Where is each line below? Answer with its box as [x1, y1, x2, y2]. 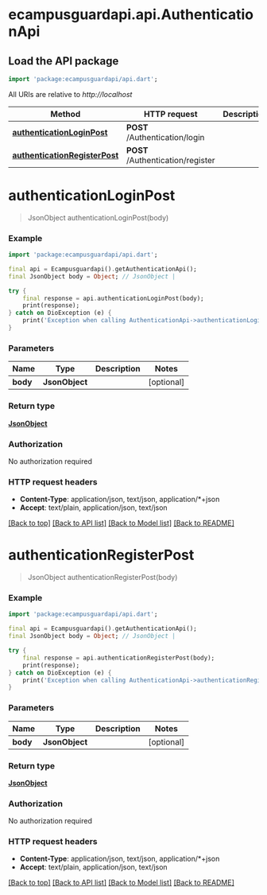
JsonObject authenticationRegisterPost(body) [27, 573, 178, 582]
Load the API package [8, 54, 119, 68]
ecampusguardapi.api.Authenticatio [8, 6, 254, 24]
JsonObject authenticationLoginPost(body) [27, 212, 169, 222]
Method [50, 108, 81, 119]
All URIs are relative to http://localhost [8, 89, 133, 99]
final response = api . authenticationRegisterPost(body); [22, 654, 215, 662]
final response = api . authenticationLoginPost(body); [22, 294, 204, 302]
